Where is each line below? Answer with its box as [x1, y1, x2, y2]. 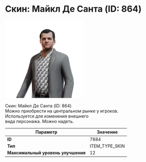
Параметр [35, 129, 58, 135]
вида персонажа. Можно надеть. [5, 118, 74, 124]
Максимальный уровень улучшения [7, 150, 86, 156]
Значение [97, 129, 118, 135]
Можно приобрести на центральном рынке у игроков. [5, 108, 119, 114]
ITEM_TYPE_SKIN [89, 143, 125, 149]
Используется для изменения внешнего [5, 113, 89, 119]
